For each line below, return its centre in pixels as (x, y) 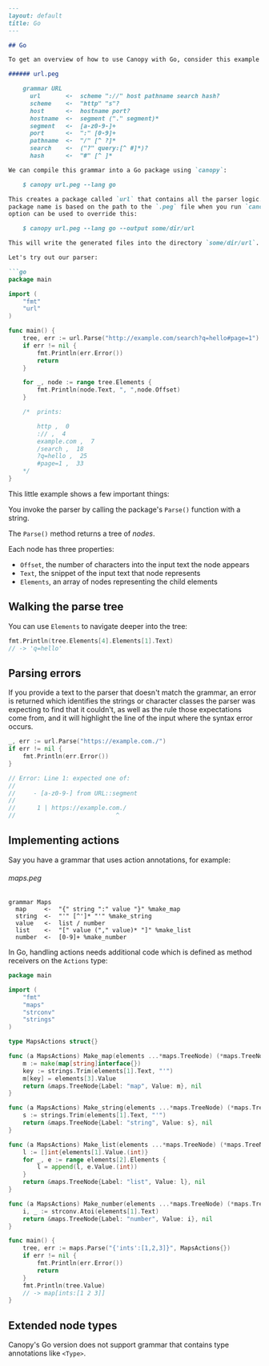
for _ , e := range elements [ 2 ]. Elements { (94, 1160)
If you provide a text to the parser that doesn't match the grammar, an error (132, 693)
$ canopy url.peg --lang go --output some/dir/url (109, 229)
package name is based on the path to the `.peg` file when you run (125, 207)
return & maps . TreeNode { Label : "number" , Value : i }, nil (118, 1219)
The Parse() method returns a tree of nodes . (82, 533)
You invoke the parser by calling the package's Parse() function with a (124, 509)
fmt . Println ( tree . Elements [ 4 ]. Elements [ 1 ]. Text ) (91, 641)
